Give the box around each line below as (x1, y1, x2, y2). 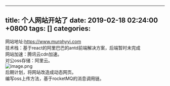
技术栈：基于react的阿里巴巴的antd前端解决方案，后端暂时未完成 (5, 45, 141, 51)
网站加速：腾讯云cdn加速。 (5, 51, 62, 57)
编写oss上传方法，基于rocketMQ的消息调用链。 (5, 75, 105, 81)
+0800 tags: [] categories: (5, 24, 91, 33)
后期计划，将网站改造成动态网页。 (5, 69, 76, 75)
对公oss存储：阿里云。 (5, 57, 53, 63)
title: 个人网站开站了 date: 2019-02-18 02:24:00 (5, 16, 158, 25)
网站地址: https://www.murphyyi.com (5, 38, 81, 45)
